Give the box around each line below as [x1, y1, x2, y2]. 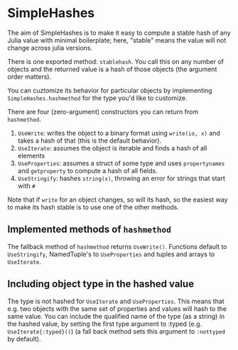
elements [17, 151, 45, 160]
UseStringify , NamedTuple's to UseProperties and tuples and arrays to [7, 250, 215, 258]
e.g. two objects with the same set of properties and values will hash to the [7, 304, 227, 313]
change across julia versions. [7, 43, 93, 52]
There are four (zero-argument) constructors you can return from [7, 107, 199, 116]
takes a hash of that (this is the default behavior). [17, 136, 162, 145]
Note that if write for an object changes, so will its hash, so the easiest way [7, 195, 228, 204]
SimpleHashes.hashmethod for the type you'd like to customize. [7, 94, 188, 102]
